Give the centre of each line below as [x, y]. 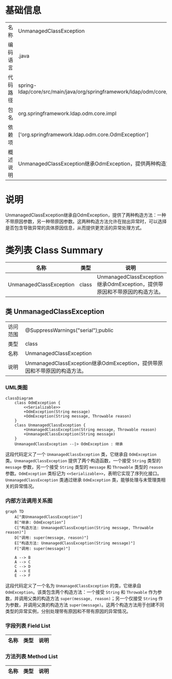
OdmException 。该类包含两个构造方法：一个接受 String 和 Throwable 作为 [81, 592]
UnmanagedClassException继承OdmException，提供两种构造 [92, 163]
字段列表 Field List [28, 626]
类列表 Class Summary [54, 250]
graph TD [15, 512]
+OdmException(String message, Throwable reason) [78, 416]
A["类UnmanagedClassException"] [49, 517]
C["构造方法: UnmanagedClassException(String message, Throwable [84, 528]
